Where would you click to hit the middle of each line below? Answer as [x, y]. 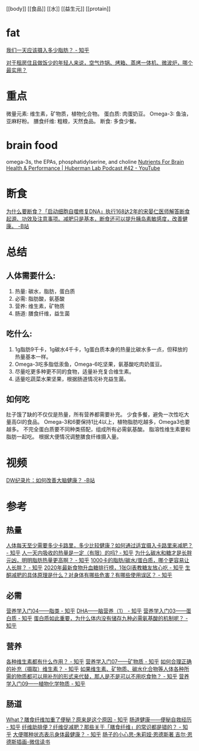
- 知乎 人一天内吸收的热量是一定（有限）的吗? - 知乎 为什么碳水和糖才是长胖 [99, 553]
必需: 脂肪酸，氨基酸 [40, 298]
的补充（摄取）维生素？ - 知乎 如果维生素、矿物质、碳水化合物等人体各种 [95, 669]
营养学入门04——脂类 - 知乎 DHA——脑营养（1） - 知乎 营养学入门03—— [96, 611]
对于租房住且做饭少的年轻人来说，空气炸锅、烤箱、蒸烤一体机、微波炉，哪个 [99, 62]
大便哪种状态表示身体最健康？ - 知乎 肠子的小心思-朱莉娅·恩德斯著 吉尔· [100, 734]
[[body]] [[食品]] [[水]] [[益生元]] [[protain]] [58, 9]
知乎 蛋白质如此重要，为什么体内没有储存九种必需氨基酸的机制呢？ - [105, 618]
